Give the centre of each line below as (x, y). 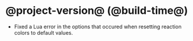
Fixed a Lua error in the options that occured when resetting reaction (98, 27)
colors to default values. (43, 32)
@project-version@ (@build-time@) (97, 11)
